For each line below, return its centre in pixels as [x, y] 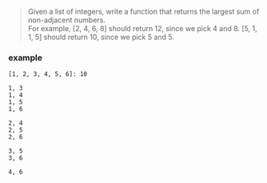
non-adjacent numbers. [67, 20]
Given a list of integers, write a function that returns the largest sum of [143, 12]
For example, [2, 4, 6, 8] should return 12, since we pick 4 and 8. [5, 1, [142, 28]
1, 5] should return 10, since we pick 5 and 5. [101, 37]
